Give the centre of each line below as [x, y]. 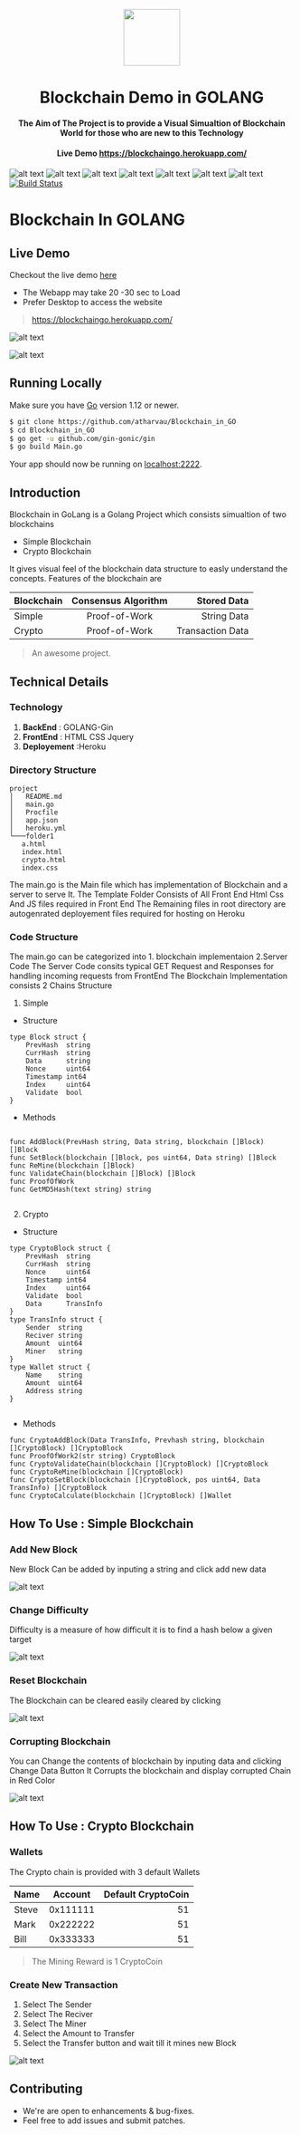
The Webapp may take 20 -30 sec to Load [101, 292]
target [20, 1640]
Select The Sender [57, 2004]
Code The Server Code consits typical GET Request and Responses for [142, 967]
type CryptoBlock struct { [60, 1249]
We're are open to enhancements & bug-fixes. [108, 2111]
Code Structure [44, 938]
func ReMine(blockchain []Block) [72, 1166]
